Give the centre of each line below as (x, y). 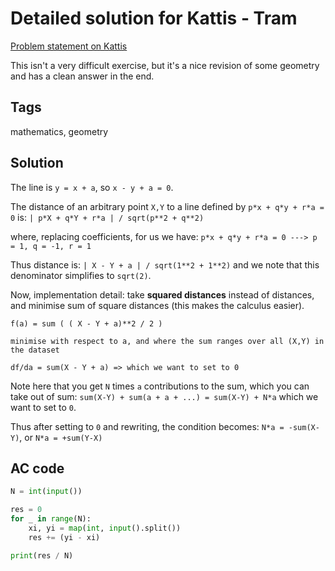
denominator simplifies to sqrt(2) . (81, 275)
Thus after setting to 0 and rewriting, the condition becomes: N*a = (147, 426)
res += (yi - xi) (64, 537)
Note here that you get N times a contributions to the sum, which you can (160, 386)
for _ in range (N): (51, 519)
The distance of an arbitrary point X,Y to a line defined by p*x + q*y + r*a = (167, 206)
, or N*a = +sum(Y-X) (61, 437)
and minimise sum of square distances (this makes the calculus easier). (157, 305)
